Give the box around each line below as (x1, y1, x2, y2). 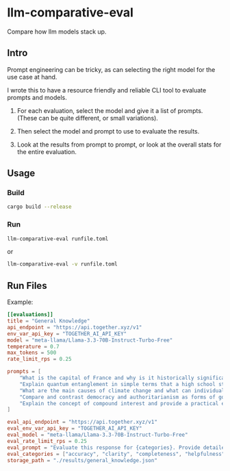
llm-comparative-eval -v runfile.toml (7, 261, 118, 268)
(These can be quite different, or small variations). (16, 114, 159, 122)
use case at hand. (7, 73, 57, 81)
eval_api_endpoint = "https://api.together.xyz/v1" (7, 419, 157, 426)
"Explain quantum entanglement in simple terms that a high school (19, 381, 216, 387)
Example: (7, 298, 34, 306)
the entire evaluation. (16, 147, 77, 155)
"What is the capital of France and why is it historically (19, 374, 194, 381)
